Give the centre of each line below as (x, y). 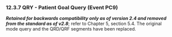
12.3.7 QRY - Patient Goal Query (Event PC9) (62, 7)
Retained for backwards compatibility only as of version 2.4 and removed (86, 18)
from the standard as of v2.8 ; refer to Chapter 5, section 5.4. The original (84, 23)
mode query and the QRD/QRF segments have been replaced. (71, 29)
